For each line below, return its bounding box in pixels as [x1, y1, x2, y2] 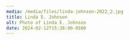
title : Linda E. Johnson [6, 14, 68, 20]
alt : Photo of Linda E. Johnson [6, 19, 86, 25]
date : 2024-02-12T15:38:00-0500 [6, 25, 86, 31]
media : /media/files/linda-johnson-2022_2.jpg [6, 8, 124, 15]
